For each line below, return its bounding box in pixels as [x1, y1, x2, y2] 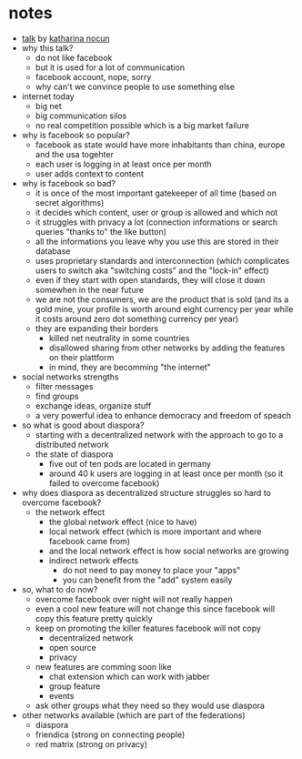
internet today [21, 90, 75, 102]
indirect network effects [48, 554, 139, 566]
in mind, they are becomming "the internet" [48, 361, 211, 372]
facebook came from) [48, 535, 131, 546]
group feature [48, 681, 101, 692]
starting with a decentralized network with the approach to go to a [35, 429, 284, 440]
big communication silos [35, 110, 127, 121]
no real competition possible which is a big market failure [35, 119, 249, 130]
